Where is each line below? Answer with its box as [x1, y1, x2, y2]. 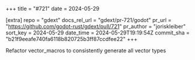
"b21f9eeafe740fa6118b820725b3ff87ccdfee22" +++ [5, 36, 138, 42]
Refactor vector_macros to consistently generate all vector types [5, 47, 166, 54]
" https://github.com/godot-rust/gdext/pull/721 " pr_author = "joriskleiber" [5, 23, 186, 30]
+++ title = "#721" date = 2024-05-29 [5, 5, 100, 12]
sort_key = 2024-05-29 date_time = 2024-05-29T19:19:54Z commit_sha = [5, 29, 190, 36]
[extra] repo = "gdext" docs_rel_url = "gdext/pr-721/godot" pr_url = [5, 17, 172, 23]
